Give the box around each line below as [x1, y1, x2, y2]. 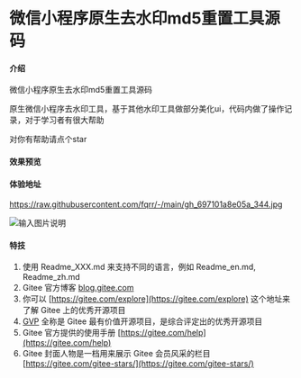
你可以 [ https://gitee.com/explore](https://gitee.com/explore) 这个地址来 [22, 293, 291, 304]
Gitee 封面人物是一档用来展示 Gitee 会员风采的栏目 [22, 348, 211, 359]
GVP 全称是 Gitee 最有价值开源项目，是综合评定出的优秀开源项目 [22, 316, 263, 327]
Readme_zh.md [22, 272, 81, 283]
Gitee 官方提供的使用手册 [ [22, 328, 122, 338]
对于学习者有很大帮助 [24, 114, 105, 126]
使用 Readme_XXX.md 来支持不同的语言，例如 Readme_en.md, [22, 262, 257, 273]
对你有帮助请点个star [9, 134, 87, 145]
